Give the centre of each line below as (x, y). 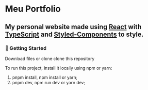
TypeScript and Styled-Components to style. (74, 34)
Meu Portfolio (33, 9)
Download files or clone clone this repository (50, 59)
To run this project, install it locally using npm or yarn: (59, 68)
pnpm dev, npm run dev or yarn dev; (49, 82)
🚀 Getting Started (26, 48)
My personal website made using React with (73, 27)
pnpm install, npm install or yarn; (45, 77)
